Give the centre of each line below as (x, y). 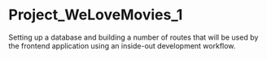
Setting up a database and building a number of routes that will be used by (133, 37)
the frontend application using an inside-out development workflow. (122, 45)
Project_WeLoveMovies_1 (96, 15)
